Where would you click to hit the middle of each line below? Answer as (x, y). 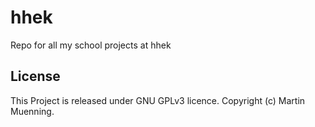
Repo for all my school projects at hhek (91, 45)
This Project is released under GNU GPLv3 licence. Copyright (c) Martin (158, 100)
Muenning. (32, 111)
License (35, 76)
